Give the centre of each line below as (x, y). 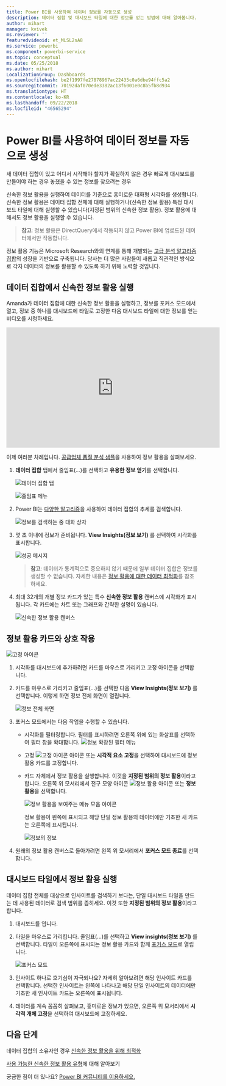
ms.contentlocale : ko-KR (38, 97)
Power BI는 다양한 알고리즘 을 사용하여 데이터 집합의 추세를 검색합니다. (99, 509)
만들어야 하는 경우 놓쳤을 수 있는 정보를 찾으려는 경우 (69, 181)
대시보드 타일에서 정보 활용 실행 (62, 879)
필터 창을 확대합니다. (55, 742)
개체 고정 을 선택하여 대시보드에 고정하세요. (77, 1013)
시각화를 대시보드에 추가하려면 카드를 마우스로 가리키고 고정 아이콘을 (97, 668)
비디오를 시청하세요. (30, 319)
